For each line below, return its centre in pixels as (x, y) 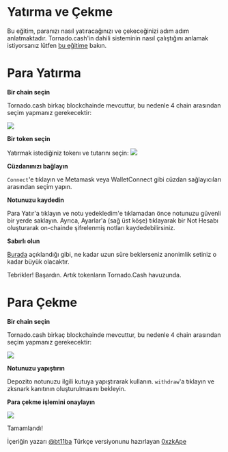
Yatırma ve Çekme (60, 12)
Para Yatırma (44, 73)
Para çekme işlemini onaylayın (51, 402)
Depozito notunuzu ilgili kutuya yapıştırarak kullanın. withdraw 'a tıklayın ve (111, 381)
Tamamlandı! (25, 428)
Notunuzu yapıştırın (36, 368)
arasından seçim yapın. (40, 186)
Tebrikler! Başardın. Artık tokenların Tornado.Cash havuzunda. (94, 275)
